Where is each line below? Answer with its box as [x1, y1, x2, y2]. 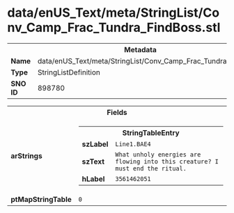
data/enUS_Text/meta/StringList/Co [7, 5, 220, 21]
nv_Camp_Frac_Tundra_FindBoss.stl [7, 19, 221, 35]
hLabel [81, 174, 105, 184]
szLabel [81, 139, 109, 149]
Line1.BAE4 [114, 140, 151, 148]
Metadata [124, 45, 157, 54]
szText [81, 157, 105, 166]
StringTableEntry [122, 127, 180, 137]
